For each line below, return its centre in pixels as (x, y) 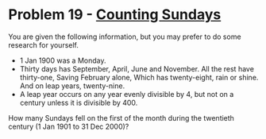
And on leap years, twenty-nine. (72, 86)
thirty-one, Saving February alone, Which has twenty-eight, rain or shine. (139, 77)
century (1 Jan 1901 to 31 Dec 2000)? (69, 126)
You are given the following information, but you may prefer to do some (125, 37)
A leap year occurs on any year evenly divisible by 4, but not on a (127, 94)
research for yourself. (44, 44)
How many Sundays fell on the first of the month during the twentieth (121, 118)
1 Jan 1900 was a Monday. (63, 60)
